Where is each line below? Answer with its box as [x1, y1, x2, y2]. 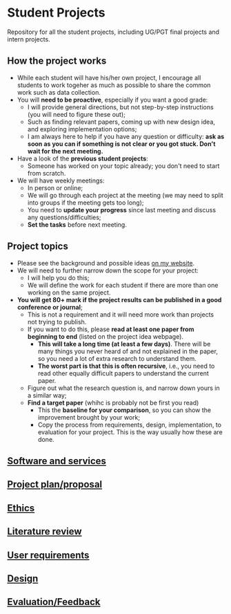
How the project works [7, 55, 107, 67]
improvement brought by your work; [37, 413, 140, 421]
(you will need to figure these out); [27, 110, 126, 118]
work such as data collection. [17, 88, 101, 96]
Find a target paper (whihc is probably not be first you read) [27, 398, 199, 407]
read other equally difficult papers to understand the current [37, 369, 209, 378]
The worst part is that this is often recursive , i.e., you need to [37, 362, 215, 370]
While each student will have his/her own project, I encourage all [17, 73, 201, 82]
